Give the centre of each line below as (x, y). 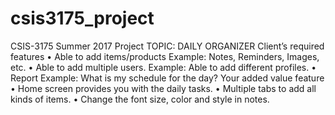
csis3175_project (82, 18)
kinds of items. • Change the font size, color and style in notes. (140, 99)
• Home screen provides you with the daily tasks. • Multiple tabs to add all (163, 88)
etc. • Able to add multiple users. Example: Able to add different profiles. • (163, 67)
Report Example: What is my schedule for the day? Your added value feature (167, 78)
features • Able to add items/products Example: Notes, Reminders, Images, (165, 56)
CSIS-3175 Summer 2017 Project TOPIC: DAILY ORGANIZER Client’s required (167, 46)
